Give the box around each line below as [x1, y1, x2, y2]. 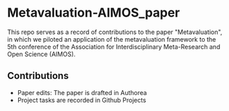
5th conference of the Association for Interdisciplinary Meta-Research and [7, 42, 221, 51]
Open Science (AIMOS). [7, 50, 76, 58]
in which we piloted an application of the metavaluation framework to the [7, 35, 216, 43]
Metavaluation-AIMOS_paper [7, 5, 180, 21]
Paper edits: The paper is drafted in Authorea [17, 88, 148, 96]
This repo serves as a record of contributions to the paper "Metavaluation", [7, 28, 223, 36]
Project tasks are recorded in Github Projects [17, 96, 146, 104]
